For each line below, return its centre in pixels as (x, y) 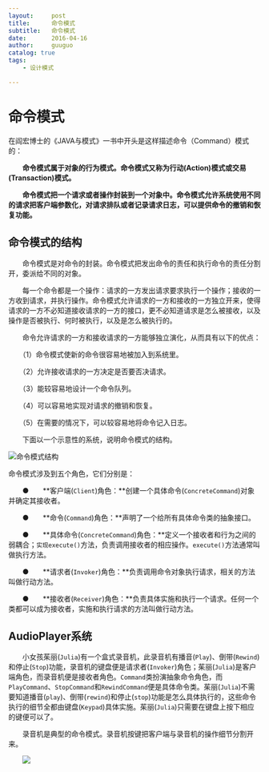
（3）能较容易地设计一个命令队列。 (79, 388)
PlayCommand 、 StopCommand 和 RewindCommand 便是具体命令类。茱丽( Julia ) (125, 687)
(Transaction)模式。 (42, 178)
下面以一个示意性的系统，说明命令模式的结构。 (99, 439)
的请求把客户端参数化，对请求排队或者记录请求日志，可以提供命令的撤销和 (131, 204)
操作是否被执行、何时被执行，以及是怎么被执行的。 (92, 320)
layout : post (37, 16)
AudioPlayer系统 (50, 636)
